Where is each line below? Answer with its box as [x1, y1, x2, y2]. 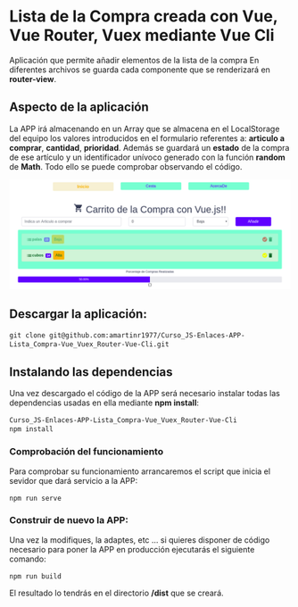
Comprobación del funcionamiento [9, 445, 163, 458]
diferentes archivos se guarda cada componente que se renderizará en [9, 64, 270, 75]
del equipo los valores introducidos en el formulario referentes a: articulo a [9, 132, 286, 144]
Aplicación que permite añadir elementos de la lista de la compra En [9, 54, 260, 65]
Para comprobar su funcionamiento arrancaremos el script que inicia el [9, 466, 270, 477]
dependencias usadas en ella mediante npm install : [9, 397, 199, 408]
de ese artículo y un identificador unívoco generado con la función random [9, 152, 286, 162]
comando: [9, 553, 46, 564]
